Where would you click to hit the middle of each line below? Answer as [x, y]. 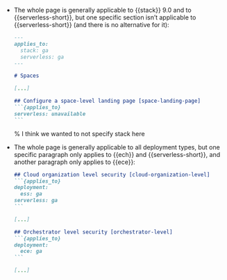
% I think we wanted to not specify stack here [79, 133]
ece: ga [32, 252]
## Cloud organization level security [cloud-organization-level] [112, 174]
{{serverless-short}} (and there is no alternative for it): [91, 25]
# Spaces [26, 76]
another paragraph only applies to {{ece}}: [74, 162]
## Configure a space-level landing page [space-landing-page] [107, 101]
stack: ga [34, 50]
